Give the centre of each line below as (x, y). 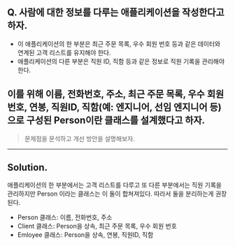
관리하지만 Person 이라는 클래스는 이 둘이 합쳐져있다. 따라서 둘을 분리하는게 (111, 194)
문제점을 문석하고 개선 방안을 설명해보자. (79, 138)
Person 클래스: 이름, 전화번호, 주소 (65, 217)
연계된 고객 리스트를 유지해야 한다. (64, 52)
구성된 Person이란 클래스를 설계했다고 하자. (115, 121)
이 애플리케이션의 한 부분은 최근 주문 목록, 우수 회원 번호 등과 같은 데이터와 (119, 43)
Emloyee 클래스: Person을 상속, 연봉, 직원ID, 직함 (85, 235)
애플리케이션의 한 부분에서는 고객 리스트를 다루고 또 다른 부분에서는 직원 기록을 (115, 185)
